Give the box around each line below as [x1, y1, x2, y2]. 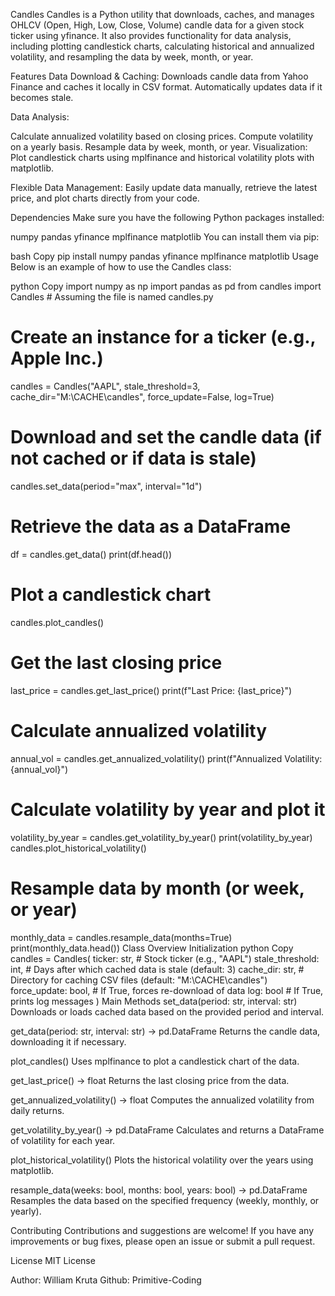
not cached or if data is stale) [10, 447, 257, 470]
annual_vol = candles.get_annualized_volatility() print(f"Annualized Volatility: [10, 752, 323, 764]
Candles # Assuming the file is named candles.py [10, 291, 214, 303]
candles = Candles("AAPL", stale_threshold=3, [10, 380, 201, 392]
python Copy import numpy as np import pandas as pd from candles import [10, 280, 322, 292]
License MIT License [10, 1254, 96, 1266]
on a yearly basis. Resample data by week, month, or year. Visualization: [10, 141, 308, 153]
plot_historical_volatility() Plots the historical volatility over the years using [10, 1154, 314, 1166]
